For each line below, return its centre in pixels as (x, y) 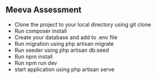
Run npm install (33, 56)
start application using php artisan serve (64, 69)
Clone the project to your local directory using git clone (83, 24)
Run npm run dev (36, 63)
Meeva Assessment (44, 10)
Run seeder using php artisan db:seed (62, 50)
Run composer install (41, 31)
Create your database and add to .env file (66, 37)
